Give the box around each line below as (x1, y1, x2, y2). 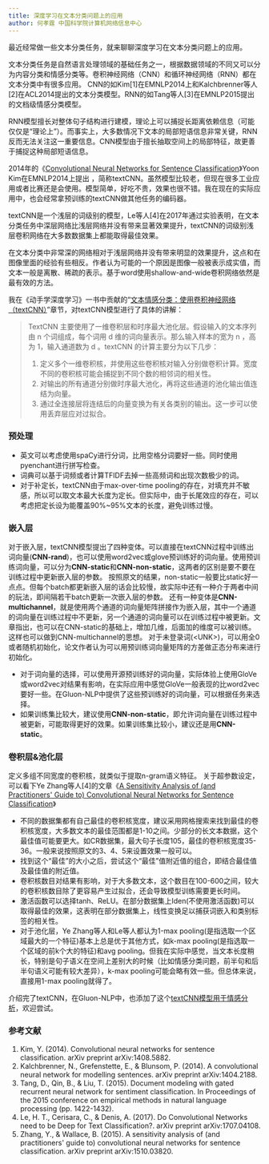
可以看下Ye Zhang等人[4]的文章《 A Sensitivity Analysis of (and (8, 781, 216, 791)
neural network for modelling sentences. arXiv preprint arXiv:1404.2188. (19, 1069, 258, 1079)
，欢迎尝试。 (15, 1003, 58, 1013)
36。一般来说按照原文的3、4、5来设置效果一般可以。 (19, 846, 197, 856)
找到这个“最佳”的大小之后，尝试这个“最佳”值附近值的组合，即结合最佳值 (19, 856, 258, 866)
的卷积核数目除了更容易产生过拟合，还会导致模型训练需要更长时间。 (19, 886, 245, 896)
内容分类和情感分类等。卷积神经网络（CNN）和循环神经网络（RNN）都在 (14, 69, 257, 79)
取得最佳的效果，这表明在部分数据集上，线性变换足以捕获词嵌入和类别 (19, 906, 252, 916)
